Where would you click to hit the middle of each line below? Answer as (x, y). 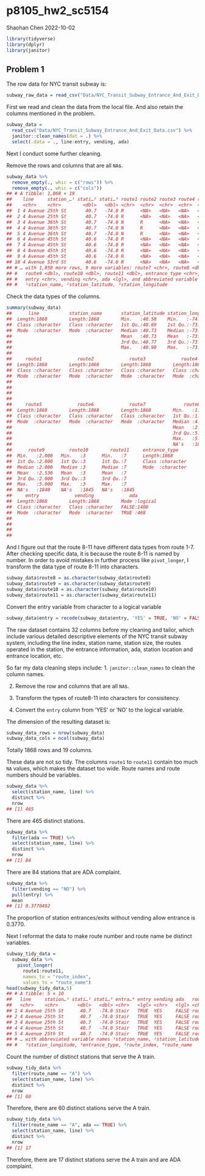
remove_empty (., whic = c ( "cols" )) (57, 188)
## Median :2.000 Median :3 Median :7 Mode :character (97, 467)
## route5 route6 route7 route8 (103, 405)
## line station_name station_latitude (86, 314)
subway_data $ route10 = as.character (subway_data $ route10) (81, 589)
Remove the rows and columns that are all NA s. (65, 165)
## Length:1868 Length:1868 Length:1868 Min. (95, 410)
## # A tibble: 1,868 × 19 (41, 194)
